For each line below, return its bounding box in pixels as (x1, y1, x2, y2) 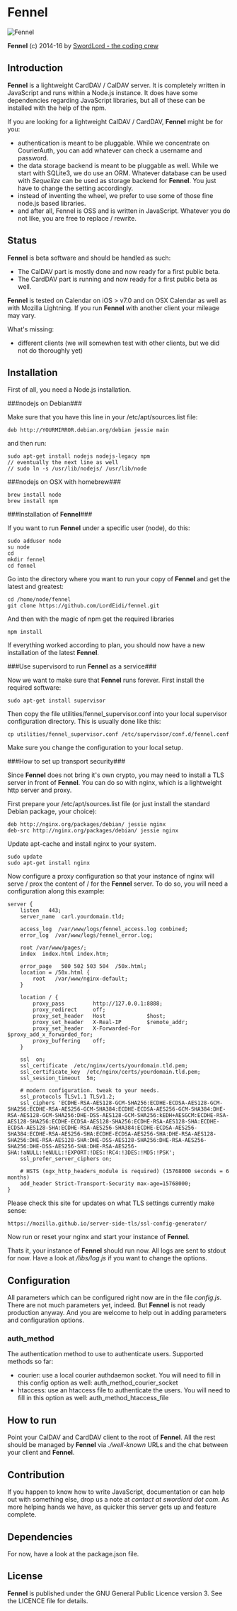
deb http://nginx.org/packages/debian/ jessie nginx (7, 821, 166, 828)
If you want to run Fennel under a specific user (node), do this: (7, 524, 190, 532)
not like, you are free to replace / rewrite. (17, 214, 137, 222)
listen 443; (20, 907, 62, 914)
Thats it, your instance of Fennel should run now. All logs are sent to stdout (7, 1246, 226, 1255)
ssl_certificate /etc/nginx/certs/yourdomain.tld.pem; (20, 1062, 189, 1070)
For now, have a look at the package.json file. (7, 1549, 139, 1558)
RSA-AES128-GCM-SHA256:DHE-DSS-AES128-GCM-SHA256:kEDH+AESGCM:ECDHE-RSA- (7, 1112, 230, 1119)
